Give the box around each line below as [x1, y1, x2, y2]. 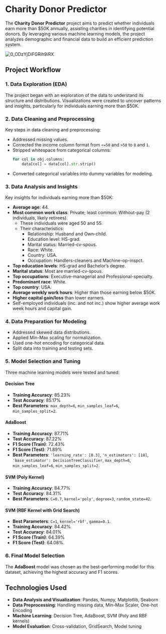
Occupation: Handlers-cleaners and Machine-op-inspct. [27, 257, 144, 263]
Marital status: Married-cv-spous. [27, 241, 97, 247]
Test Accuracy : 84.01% [12, 529, 62, 535]
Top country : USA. [12, 284, 52, 290]
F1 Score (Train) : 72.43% [12, 441, 65, 447]
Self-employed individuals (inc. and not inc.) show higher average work [12, 300, 160, 306]
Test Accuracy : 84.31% [12, 491, 62, 497]
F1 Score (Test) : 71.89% [12, 446, 62, 452]
